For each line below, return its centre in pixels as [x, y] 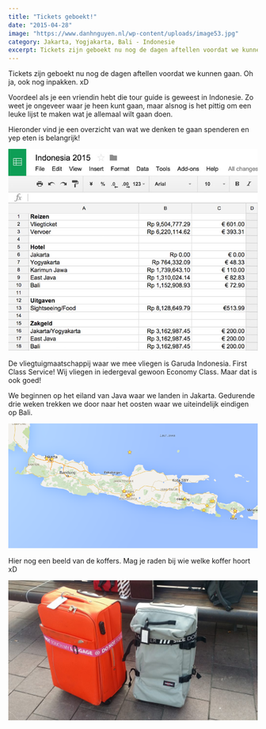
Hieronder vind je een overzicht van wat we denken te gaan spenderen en [129, 130]
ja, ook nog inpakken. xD [49, 82]
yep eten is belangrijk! [44, 138]
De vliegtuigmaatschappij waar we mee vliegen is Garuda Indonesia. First [128, 363]
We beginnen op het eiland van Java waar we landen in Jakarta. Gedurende [132, 396]
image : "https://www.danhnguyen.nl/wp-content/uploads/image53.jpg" [123, 33]
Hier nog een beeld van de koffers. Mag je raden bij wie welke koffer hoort [129, 560]
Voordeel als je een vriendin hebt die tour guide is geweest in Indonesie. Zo [131, 97]
